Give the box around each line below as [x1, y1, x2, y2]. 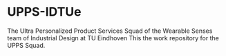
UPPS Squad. [7, 41, 46, 49]
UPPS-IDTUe [7, 4, 82, 20]
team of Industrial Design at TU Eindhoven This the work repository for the [7, 33, 219, 42]
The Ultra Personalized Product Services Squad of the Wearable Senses [7, 27, 213, 35]
